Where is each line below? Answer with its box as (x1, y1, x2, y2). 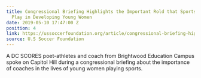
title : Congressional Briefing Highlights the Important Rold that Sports (6, 8, 197, 15)
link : (6, 31, 20, 37)
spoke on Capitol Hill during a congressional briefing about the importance (6, 58, 190, 66)
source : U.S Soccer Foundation (6, 36, 84, 42)
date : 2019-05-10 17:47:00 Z (6, 19, 79, 25)
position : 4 (6, 25, 36, 31)
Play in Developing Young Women (11, 14, 93, 20)
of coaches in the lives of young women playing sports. (6, 65, 143, 71)
